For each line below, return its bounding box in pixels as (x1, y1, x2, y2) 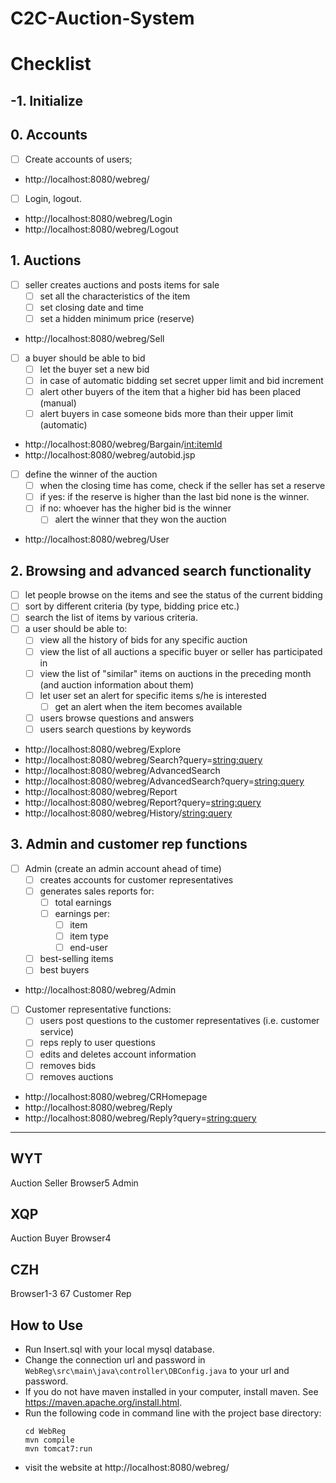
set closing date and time (39, 301, 145, 313)
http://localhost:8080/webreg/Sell (24, 332, 165, 344)
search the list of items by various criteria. (24, 612, 198, 624)
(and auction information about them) (39, 678, 195, 691)
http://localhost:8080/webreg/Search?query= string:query (24, 753, 263, 766)
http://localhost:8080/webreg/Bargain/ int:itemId (24, 438, 223, 451)
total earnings (54, 896, 112, 908)
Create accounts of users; (24, 153, 133, 165)
